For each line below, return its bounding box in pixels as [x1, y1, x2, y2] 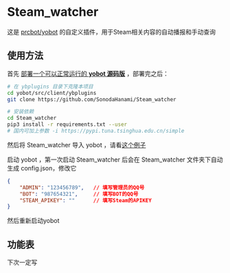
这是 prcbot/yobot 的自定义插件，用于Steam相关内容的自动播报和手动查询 [7, 28, 216, 36]
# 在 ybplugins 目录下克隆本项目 [7, 83, 94, 90]
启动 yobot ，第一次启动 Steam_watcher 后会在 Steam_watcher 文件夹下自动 [7, 155, 223, 164]
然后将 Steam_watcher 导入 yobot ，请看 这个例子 [7, 140, 146, 149]
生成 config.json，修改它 [7, 164, 77, 172]
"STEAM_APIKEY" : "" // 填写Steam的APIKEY [19, 197, 152, 204]
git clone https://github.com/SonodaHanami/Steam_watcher [7, 96, 176, 103]
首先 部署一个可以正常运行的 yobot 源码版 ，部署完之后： [7, 69, 170, 78]
